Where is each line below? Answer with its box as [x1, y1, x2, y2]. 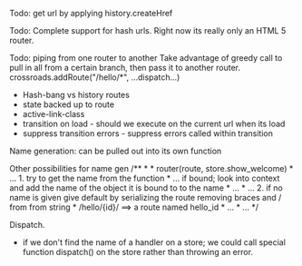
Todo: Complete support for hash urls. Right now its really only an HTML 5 [9, 25, 287, 35]
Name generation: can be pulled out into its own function [9, 145, 222, 156]
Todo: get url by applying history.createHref [9, 8, 173, 18]
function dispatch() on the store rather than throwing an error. [22, 247, 254, 257]
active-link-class [22, 109, 85, 119]
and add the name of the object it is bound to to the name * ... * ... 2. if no [9, 182, 283, 193]
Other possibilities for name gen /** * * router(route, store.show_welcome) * [9, 163, 294, 173]
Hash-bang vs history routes [22, 90, 130, 100]
